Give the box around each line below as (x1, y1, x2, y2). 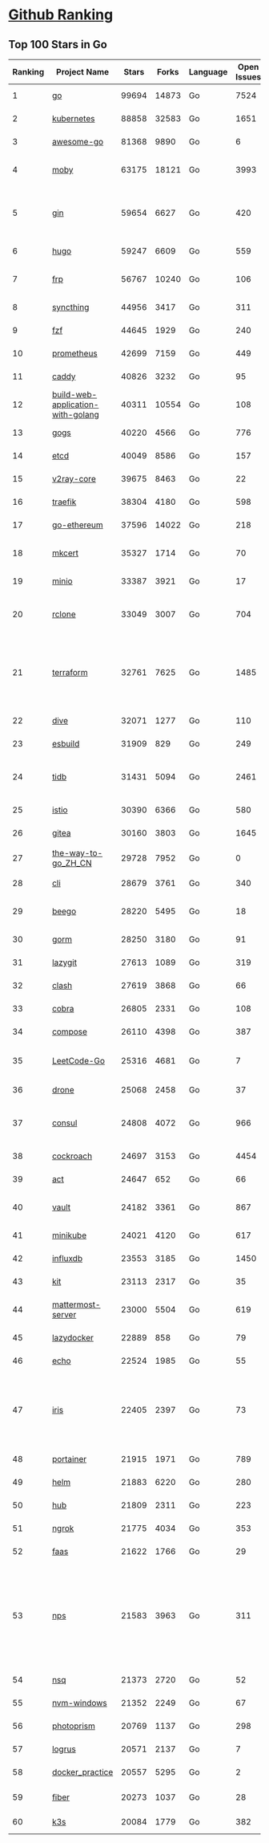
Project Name (55, 67, 110, 77)
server (51, 1309, 77, 1320)
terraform (51, 667, 88, 677)
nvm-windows (51, 1698, 108, 1708)
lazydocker (51, 1332, 94, 1343)
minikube (51, 1230, 86, 1241)
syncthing (51, 302, 90, 312)
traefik (51, 496, 77, 507)
